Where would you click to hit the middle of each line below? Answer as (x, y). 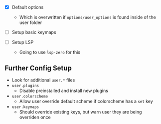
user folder (31, 22)
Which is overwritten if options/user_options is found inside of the (88, 17)
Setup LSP (23, 42)
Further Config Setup (38, 68)
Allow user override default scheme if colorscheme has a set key (86, 101)
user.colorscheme (30, 96)
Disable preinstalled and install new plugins (64, 90)
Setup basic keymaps (34, 32)
